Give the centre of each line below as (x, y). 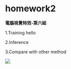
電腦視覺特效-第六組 (26, 23)
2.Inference (17, 42)
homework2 (31, 9)
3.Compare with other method (36, 52)
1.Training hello (21, 33)
